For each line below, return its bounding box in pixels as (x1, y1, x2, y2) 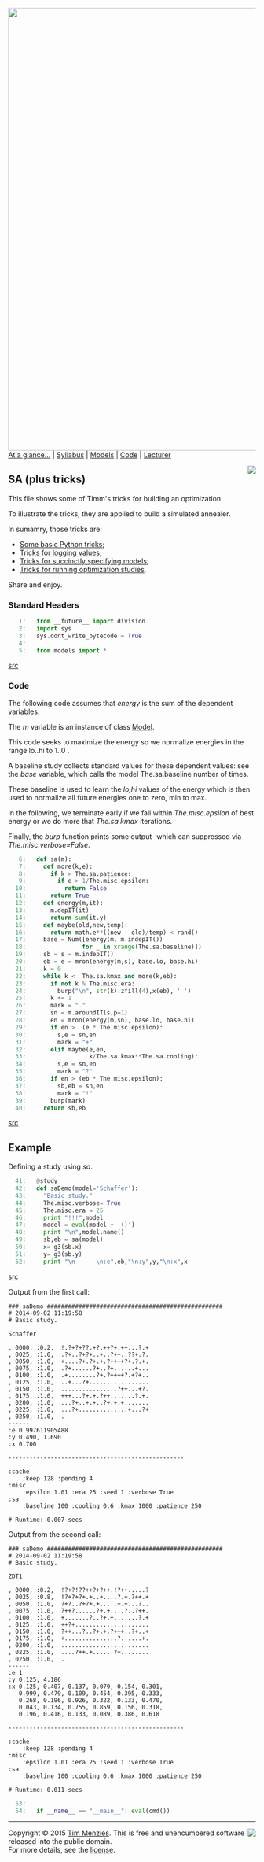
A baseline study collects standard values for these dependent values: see (8, 760, 250, 770)
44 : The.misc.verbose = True (15, 1199, 122, 1207)
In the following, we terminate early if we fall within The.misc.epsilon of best (8, 807, 255, 818)
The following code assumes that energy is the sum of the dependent (8, 698, 233, 707)
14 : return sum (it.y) (15, 914, 108, 922)
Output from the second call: (8, 1529, 101, 1539)
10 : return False (15, 885, 108, 892)
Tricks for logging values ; (19, 548, 102, 557)
